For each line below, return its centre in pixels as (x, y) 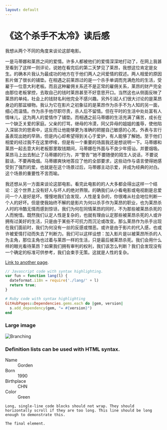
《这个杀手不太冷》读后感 (58, 36)
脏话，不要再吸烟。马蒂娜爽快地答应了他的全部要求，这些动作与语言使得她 (81, 161)
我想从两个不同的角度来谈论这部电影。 (44, 51)
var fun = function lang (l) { (37, 276)
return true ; (23, 285)
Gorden (25, 365)
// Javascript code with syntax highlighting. (54, 271)
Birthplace (16, 381)
